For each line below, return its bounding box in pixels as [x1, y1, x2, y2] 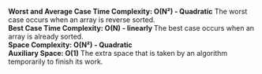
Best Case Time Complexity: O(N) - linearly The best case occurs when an [8, 24, 255, 32]
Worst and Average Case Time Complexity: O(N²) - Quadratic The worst [8, 7, 248, 16]
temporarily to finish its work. [8, 57, 103, 66]
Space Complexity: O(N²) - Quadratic [8, 40, 133, 50]
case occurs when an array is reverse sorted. [8, 15, 155, 24]
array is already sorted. [8, 31, 84, 41]
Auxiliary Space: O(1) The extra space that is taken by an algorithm [8, 49, 228, 57]
